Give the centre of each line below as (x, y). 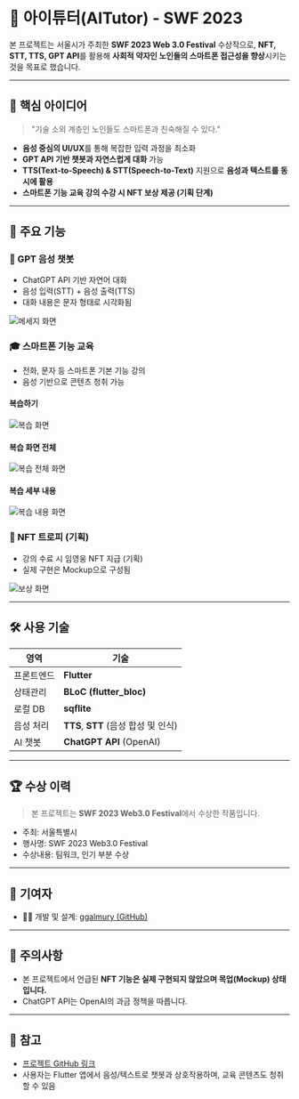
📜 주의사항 (36, 956)
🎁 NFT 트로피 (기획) (49, 537)
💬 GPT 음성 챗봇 (42, 259)
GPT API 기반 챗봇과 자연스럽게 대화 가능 (93, 159)
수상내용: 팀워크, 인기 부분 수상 (76, 854)
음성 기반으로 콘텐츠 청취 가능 (73, 381)
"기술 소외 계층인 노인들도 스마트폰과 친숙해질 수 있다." (125, 129)
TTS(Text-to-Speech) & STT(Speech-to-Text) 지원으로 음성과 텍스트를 (150, 170)
